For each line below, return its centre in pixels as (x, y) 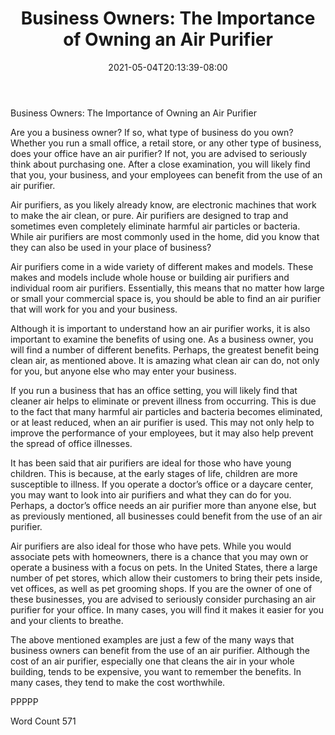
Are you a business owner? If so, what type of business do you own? (152, 132)
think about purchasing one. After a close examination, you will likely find (160, 164)
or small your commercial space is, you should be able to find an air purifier (166, 298)
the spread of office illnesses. (71, 443)
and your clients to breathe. (67, 620)
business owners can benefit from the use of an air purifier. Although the (160, 650)
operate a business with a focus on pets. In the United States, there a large (164, 567)
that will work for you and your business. (94, 309)
